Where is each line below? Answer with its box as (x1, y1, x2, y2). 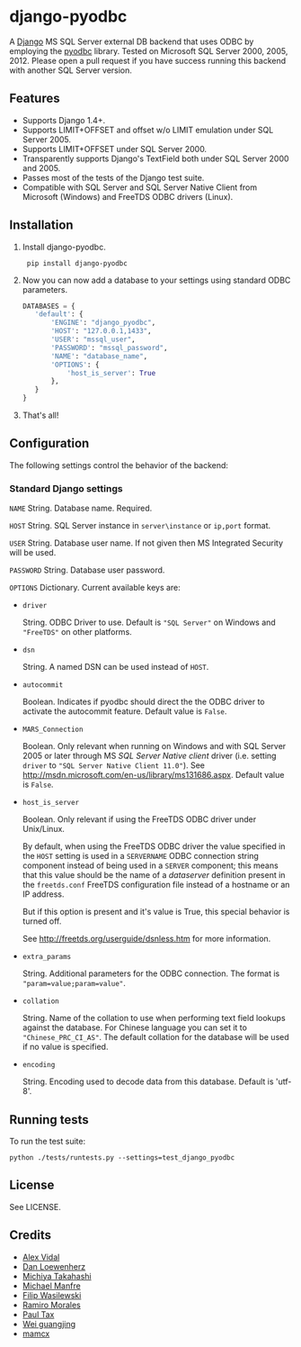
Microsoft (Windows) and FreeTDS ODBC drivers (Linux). (22, 191, 234, 202)
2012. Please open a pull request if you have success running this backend (9, 55, 287, 66)
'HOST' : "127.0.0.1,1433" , (50, 327, 152, 336)
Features (9, 91, 60, 106)
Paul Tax (22, 1308, 55, 1320)
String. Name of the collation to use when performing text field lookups (22, 1013, 286, 1024)
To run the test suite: (9, 1135, 86, 1146)
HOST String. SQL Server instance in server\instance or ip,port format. (9, 520, 271, 531)
